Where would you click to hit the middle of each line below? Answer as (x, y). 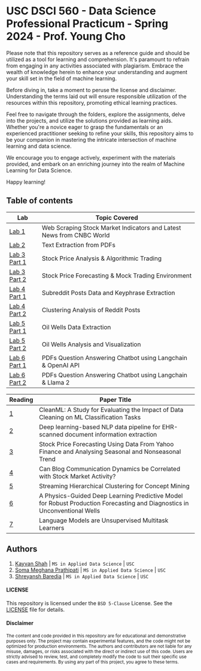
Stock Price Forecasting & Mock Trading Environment (117, 275)
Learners (51, 527)
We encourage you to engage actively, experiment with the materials (91, 157)
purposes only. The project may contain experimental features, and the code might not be (98, 641)
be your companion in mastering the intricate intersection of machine (91, 139)
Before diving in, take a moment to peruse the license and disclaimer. (91, 90)
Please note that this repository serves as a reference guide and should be (98, 53)
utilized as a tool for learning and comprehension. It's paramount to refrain (98, 59)
